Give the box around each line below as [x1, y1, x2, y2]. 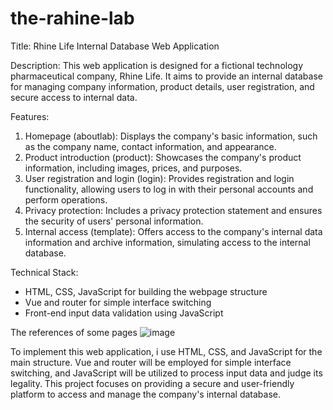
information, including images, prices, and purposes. [24, 162, 243, 174]
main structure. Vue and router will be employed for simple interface [10, 356, 292, 368]
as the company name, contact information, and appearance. [24, 140, 277, 152]
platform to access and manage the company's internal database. [10, 388, 281, 400]
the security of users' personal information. [24, 215, 204, 227]
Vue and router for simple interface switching [24, 296, 212, 308]
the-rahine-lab [10, 7, 135, 30]
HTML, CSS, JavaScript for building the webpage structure [24, 285, 268, 297]
